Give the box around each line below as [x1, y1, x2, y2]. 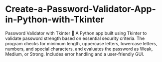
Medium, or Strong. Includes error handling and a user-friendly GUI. [5, 51, 145, 57]
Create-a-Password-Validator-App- [5, 3, 156, 15]
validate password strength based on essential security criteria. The [5, 35, 145, 41]
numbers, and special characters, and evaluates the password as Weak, [5, 46, 153, 52]
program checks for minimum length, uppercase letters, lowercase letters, [5, 40, 158, 46]
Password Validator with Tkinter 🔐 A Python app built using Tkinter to [5, 30, 147, 36]
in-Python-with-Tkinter [5, 14, 105, 25]
